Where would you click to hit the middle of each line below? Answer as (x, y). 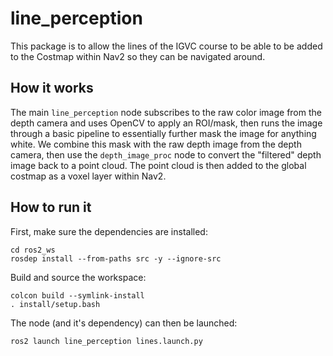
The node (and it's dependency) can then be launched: (124, 323)
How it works (52, 88)
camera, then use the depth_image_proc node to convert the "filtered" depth (166, 154)
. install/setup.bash (55, 304)
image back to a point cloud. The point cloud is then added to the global (158, 165)
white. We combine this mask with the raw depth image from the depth (156, 144)
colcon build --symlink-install (77, 295)
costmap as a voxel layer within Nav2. (88, 176)
